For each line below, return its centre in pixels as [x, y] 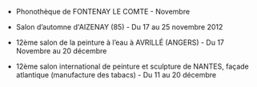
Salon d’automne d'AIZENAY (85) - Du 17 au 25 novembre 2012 [119, 27]
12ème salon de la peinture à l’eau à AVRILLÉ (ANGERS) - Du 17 [120, 42]
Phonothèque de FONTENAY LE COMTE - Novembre [103, 12]
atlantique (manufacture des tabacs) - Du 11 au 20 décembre [116, 75]
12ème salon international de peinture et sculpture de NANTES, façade [133, 66]
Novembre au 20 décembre [61, 51]
